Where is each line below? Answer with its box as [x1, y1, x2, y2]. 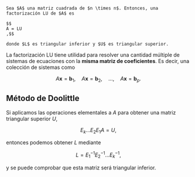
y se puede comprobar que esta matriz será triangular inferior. [6, 164, 156, 171]
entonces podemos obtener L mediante [6, 139, 101, 146]
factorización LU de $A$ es [6, 11, 75, 16]
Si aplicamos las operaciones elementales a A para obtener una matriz [6, 109, 176, 116]
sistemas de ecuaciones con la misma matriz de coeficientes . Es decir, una [6, 58, 190, 64]
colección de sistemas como [6, 64, 75, 71]
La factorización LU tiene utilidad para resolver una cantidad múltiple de [6, 51, 180, 58]
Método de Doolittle [6, 93, 80, 103]
